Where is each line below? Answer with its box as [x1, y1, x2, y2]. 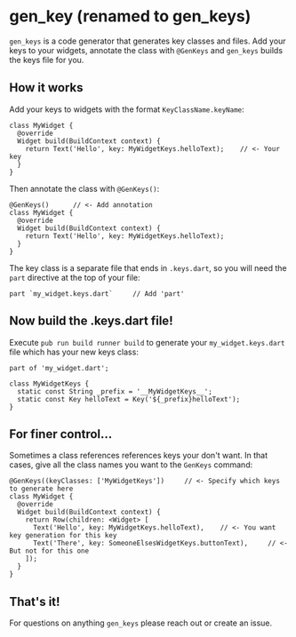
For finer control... [9, 426, 113, 442]
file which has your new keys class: [9, 346, 140, 357]
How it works [9, 80, 84, 95]
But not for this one [9, 546, 90, 556]
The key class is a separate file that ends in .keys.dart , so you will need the [9, 262, 287, 273]
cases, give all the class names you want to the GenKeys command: [9, 459, 253, 470]
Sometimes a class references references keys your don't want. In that [9, 450, 268, 461]
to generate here [9, 484, 74, 494]
